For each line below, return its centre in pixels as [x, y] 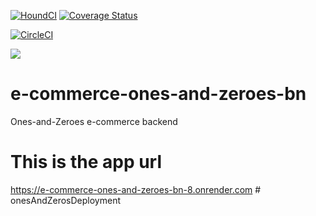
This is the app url [86, 162]
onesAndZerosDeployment [66, 200]
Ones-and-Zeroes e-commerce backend [94, 121]
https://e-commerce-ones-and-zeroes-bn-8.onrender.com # [136, 189]
